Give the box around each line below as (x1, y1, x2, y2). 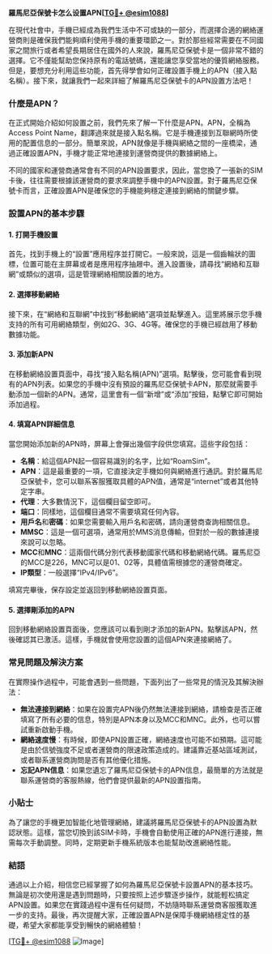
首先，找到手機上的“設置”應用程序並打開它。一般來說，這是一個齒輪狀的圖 (8, 249, 257, 259)
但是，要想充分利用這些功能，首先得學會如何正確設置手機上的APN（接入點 (8, 66, 257, 75)
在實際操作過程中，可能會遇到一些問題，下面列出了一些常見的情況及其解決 (8, 677, 257, 687)
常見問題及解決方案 (8, 657, 83, 668)
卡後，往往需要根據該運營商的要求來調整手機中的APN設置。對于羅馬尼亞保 (8, 176, 257, 186)
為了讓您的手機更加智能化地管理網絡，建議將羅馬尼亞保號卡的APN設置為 (8, 817, 251, 827)
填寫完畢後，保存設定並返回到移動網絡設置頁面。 (8, 585, 172, 595)
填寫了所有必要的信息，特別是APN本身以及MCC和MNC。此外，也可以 (19, 714, 253, 724)
